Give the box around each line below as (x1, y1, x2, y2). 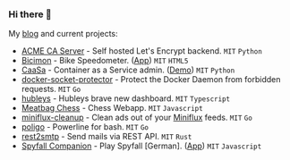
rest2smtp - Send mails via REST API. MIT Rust (21, 131, 192, 142)
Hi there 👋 (8, 8, 53, 21)
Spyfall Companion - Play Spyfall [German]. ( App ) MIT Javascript (21, 140, 262, 151)
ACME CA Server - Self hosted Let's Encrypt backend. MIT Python (21, 46, 263, 56)
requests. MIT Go (21, 84, 81, 95)
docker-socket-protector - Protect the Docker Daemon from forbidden (21, 74, 281, 85)
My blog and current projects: (8, 29, 118, 39)
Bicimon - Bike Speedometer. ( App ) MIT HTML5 (21, 55, 189, 66)
